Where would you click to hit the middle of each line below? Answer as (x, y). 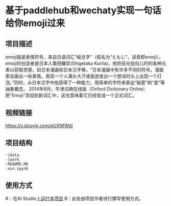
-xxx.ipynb (17, 168)
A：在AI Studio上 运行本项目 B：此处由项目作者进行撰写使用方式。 (75, 199)
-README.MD (17, 164)
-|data (12, 155)
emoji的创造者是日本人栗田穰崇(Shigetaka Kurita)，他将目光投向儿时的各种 (83, 63)
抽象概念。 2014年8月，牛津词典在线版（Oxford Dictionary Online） (77, 89)
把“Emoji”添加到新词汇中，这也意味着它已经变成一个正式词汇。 (71, 95)
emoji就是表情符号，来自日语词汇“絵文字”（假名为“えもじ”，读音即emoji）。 (84, 57)
